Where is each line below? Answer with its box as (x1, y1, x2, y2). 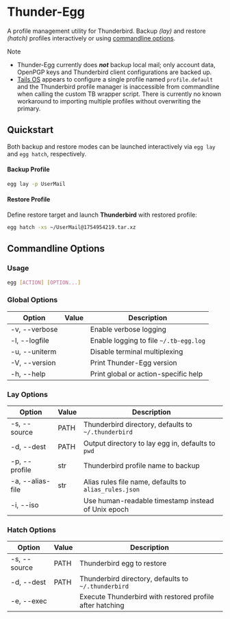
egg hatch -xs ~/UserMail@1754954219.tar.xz (7, 224, 136, 231)
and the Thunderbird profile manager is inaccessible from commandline (16, 82, 220, 90)
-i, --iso (10, 500, 39, 510)
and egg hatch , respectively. (7, 149, 87, 158)
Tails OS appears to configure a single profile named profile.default (16, 75, 214, 83)
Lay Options (7, 389, 48, 399)
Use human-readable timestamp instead (83, 496, 214, 506)
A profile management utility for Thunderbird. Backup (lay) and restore (7, 27, 207, 35)
